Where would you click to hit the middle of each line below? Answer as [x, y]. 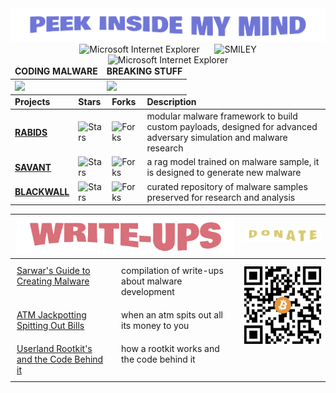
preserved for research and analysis [221, 197]
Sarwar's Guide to [53, 271]
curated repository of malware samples [227, 186]
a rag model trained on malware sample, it [233, 162]
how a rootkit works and [170, 349]
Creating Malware [53, 281]
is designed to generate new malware [224, 173]
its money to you [155, 326]
